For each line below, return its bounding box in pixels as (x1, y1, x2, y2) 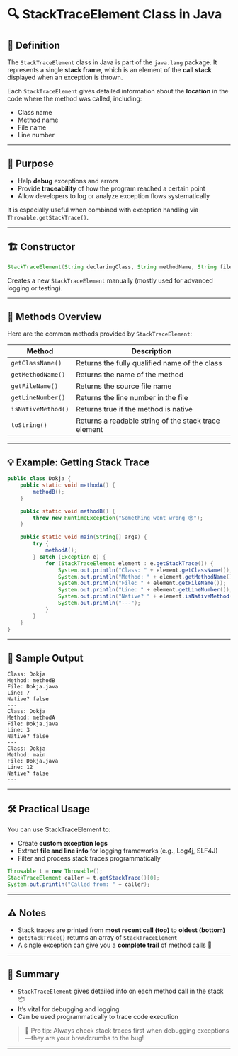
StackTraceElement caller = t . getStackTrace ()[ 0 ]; (7, 874, 160, 881)
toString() (11, 421, 47, 429)
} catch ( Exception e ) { (33, 553, 106, 560)
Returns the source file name (75, 381, 172, 391)
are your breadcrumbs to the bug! (45, 1034, 144, 1043)
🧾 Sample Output (7, 652, 84, 664)
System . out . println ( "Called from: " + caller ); (7, 880, 151, 888)
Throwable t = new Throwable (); (7, 868, 103, 875)
